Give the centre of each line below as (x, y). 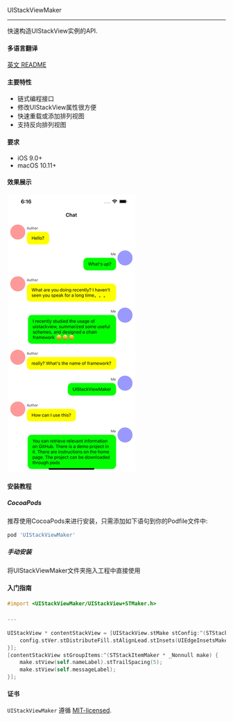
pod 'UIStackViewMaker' (42, 535)
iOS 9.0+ (30, 158)
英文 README (27, 65)
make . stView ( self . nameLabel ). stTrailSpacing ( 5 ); (91, 663)
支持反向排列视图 (42, 125)
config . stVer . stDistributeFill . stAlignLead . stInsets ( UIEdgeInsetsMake (124, 640)
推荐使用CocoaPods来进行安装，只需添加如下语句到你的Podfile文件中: (107, 521)
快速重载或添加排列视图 (51, 116)
